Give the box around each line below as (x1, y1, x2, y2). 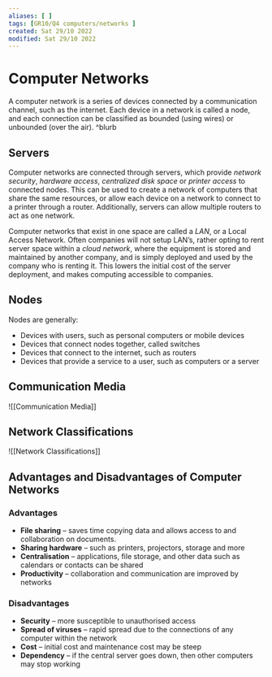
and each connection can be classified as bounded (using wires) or (8, 114, 234, 124)
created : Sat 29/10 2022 (8, 27, 93, 35)
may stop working (19, 659, 81, 669)
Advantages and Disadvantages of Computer (8, 470, 242, 484)
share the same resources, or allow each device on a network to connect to (8, 193, 261, 203)
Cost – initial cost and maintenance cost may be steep (19, 642, 202, 652)
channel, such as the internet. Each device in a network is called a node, (8, 105, 251, 115)
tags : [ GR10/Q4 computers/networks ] (8, 20, 136, 28)
